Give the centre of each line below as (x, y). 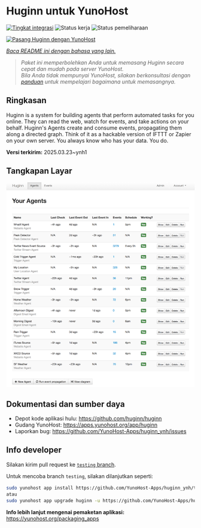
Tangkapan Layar (39, 171)
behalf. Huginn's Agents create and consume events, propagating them (94, 128)
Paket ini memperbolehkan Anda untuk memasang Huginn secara (102, 62)
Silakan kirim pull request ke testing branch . (61, 464)
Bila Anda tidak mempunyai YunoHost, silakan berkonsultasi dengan (106, 75)
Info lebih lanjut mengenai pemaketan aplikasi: (65, 512)
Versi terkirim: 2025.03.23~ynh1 (47, 152)
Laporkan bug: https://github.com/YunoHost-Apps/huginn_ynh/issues (100, 431)
